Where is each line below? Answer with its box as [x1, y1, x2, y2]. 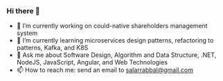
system [16, 29, 38, 37]
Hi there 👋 [6, 6, 41, 16]
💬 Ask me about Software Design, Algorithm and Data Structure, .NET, [16, 51, 217, 59]
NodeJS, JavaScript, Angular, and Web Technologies [16, 58, 168, 67]
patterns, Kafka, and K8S [16, 44, 89, 52]
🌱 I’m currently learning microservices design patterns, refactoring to [16, 36, 214, 45]
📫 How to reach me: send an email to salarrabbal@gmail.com [16, 66, 193, 74]
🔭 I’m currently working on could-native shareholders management [16, 22, 208, 30]
